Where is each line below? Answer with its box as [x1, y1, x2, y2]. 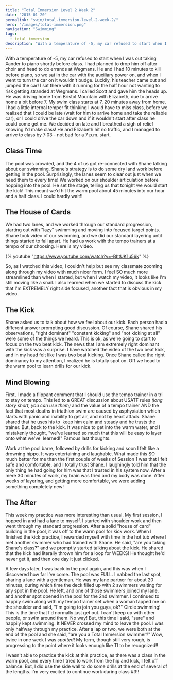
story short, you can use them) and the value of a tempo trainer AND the [5, 402, 159, 408]
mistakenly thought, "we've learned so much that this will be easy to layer [5, 430, 162, 436]
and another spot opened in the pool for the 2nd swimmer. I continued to [5, 593, 160, 599]
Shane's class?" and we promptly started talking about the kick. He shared [5, 545, 164, 551]
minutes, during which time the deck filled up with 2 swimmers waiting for [5, 582, 162, 588]
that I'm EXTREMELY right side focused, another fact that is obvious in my [5, 285, 162, 291]
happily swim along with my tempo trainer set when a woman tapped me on [5, 598, 166, 604]
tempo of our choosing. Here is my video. [5, 243, 94, 249]
